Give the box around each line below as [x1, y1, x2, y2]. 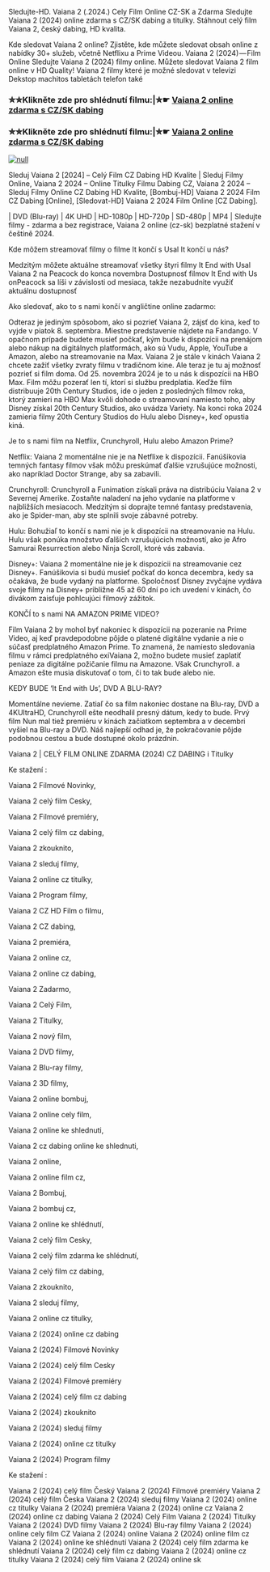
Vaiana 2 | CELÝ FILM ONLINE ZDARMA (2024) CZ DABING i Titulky [8, 749, 234, 759]
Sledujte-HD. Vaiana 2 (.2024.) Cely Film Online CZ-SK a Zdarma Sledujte [8, 7, 253, 16]
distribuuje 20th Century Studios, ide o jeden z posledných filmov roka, [8, 386, 246, 396]
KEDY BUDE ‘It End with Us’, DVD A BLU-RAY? [8, 684, 162, 693]
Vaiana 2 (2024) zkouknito [8, 1408, 97, 1417]
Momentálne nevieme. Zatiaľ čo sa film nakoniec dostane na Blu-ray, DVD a [8, 699, 259, 709]
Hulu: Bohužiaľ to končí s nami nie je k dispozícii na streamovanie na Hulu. [8, 526, 255, 536]
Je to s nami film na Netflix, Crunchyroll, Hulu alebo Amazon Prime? [8, 436, 234, 446]
